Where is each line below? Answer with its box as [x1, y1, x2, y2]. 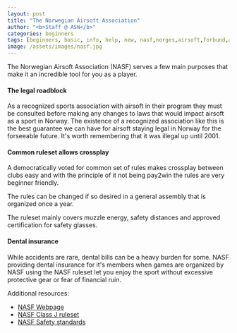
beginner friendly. [7, 178, 59, 187]
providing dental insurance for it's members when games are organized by [7, 260, 224, 269]
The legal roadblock [7, 86, 67, 95]
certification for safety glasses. [7, 221, 98, 229]
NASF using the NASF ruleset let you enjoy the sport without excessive [7, 267, 214, 276]
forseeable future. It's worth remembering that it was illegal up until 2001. [7, 132, 221, 140]
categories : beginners [7, 30, 74, 37]
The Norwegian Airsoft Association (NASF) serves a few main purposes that [7, 63, 229, 71]
